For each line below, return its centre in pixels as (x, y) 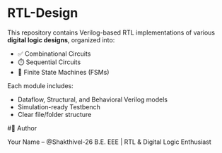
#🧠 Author (22, 128)
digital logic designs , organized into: (61, 39)
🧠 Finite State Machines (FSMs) (63, 72)
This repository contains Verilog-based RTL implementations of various (111, 32)
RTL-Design (43, 13)
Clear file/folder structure (54, 114)
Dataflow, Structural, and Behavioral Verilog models (93, 99)
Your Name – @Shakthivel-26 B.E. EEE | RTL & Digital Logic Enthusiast (110, 142)
